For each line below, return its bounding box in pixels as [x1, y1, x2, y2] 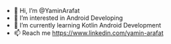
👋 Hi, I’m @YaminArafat [13, 7, 81, 14]
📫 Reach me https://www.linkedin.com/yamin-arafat [13, 29, 164, 37]
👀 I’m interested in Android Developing [13, 14, 123, 22]
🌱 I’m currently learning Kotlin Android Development [13, 21, 161, 29]
